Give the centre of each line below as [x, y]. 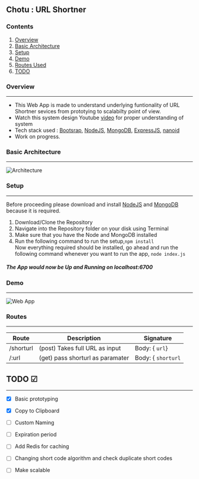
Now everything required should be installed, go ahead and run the [97, 247]
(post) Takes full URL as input [80, 348]
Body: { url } [151, 348]
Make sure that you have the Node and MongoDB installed [86, 234]
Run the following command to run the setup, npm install [84, 241]
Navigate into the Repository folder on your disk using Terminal [92, 229]
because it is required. [33, 211]
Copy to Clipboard [37, 411]
